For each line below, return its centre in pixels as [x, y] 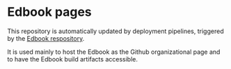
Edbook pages [49, 12]
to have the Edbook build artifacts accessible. [72, 59]
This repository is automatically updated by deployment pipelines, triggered [115, 31]
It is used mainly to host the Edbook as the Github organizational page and [114, 52]
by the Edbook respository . [46, 38]
